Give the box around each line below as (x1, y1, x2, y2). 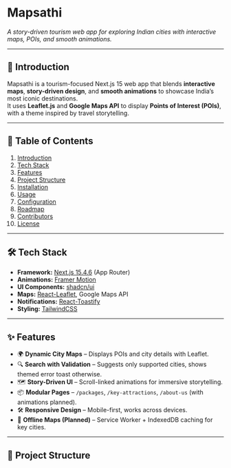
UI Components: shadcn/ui (16, 283, 95, 291)
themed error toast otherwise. (16, 370, 102, 379)
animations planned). (16, 398, 77, 407)
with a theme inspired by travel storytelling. (7, 109, 129, 117)
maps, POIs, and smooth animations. (7, 34, 112, 43)
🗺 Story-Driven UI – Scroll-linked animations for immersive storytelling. (16, 378, 223, 386)
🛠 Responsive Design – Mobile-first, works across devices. (16, 406, 188, 414)
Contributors (16, 212, 54, 220)
